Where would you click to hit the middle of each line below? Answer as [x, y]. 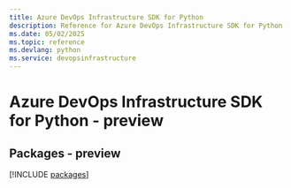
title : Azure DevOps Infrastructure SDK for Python [106, 17]
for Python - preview [86, 121]
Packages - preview [65, 153]
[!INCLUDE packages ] [49, 174]
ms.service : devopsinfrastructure [73, 58]
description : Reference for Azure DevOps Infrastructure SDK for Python [146, 26]
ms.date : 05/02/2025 [47, 34]
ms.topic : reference [47, 42]
